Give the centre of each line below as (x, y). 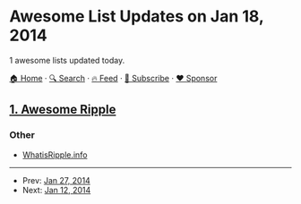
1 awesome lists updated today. (67, 60)
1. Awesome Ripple (63, 110)
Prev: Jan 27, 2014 (56, 180)
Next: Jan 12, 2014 (56, 190)
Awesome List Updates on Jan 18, (137, 17)
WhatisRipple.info (55, 155)
